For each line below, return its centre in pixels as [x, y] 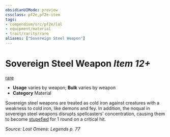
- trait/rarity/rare [27, 34]
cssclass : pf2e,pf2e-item [33, 15]
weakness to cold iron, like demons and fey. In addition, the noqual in [78, 108]
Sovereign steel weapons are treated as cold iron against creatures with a [82, 103]
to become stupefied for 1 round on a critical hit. [55, 119]
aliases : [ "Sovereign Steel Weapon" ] [45, 39]
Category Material [32, 93]
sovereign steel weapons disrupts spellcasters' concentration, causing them [85, 114]
